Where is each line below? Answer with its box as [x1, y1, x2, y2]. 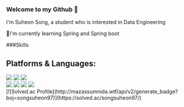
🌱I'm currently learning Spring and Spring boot [6, 30, 120, 37]
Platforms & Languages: [6, 58, 96, 68]
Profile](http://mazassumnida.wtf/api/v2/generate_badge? [37, 88, 178, 95]
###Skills [6, 41, 29, 49]
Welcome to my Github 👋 [6, 5, 78, 14]
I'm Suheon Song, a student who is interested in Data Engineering [6, 19, 166, 26]
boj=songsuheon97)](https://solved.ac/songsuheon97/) [6, 94, 142, 102]
